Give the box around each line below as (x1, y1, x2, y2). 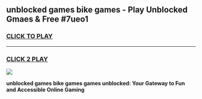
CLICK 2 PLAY (6, 55, 48, 63)
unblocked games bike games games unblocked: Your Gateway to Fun (6, 79, 185, 86)
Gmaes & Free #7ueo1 (6, 14, 89, 25)
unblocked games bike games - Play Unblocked (6, 5, 188, 15)
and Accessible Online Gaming (6, 86, 85, 93)
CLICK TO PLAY (6, 32, 53, 41)
